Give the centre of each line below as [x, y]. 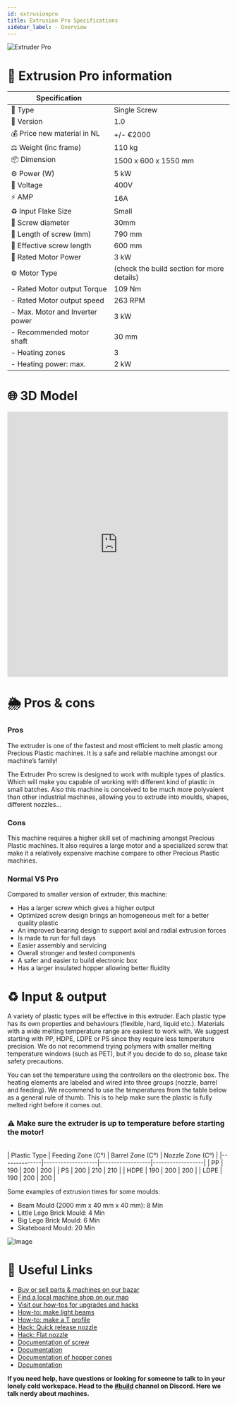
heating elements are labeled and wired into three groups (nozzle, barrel [112, 1083]
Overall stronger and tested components [76, 953]
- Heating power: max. [48, 364]
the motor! [26, 1132]
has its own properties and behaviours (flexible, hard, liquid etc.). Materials [116, 1024]
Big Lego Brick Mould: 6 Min [59, 1220]
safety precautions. [35, 1061]
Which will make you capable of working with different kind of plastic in [111, 781]
